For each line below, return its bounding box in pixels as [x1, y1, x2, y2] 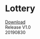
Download [5, 19, 26, 25]
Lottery [5, 3, 36, 14]
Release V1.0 [5, 24, 31, 30]
